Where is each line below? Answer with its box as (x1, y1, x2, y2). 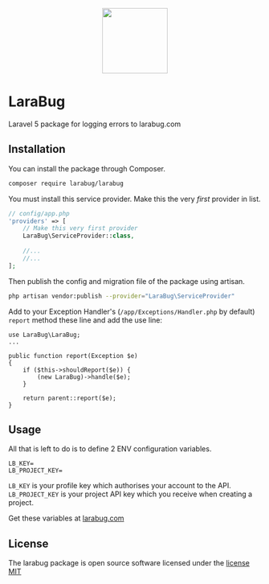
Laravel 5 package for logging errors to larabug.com (8, 119, 181, 129)
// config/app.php (8, 209, 70, 217)
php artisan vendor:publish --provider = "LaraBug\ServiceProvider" (8, 292, 235, 300)
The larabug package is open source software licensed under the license (8, 558, 251, 568)
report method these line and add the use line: (8, 315, 163, 325)
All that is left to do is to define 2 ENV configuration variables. (8, 444, 212, 454)
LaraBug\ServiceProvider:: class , (22, 232, 135, 241)
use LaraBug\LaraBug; (8, 331, 81, 339)
